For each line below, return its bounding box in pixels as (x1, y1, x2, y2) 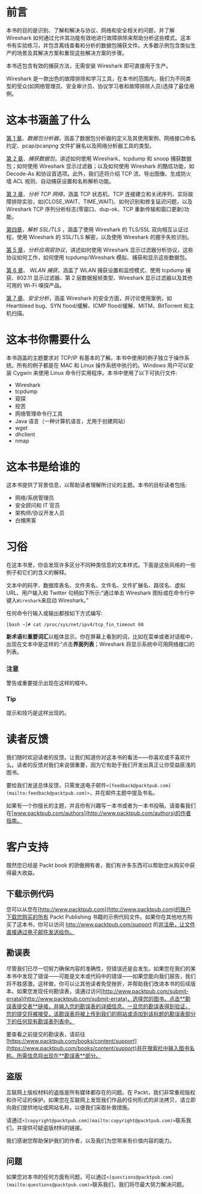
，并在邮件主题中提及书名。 (89, 789, 158, 797)
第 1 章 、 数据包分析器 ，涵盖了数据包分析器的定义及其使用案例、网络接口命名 (6, 134, 196, 142)
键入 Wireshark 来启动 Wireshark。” (6, 596, 89, 604)
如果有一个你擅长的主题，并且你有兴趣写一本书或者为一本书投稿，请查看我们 (6, 802, 196, 809)
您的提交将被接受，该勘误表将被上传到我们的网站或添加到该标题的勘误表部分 (6, 1010, 196, 1017)
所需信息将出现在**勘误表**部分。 (16, 1052, 102, 1059)
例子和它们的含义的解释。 (6, 569, 70, 576)
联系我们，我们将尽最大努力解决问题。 (92, 1181, 188, 1188)
